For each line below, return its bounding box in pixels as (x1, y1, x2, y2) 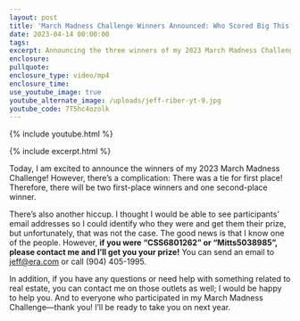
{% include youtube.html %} (9, 128, 113, 139)
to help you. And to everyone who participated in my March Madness (9, 292, 263, 303)
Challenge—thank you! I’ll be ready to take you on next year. (9, 302, 230, 313)
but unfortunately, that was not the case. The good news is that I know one (9, 228, 285, 239)
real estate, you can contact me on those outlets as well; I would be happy (9, 283, 283, 294)
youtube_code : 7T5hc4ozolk (9, 104, 110, 113)
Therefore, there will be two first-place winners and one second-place (9, 182, 268, 193)
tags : (9, 37, 29, 47)
